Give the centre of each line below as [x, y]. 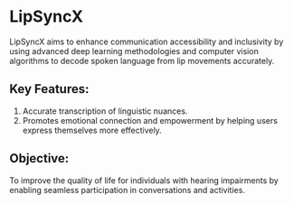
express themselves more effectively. [92, 130]
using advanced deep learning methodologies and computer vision [134, 51]
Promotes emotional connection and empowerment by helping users [150, 120]
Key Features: [49, 89]
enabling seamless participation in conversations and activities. [128, 190]
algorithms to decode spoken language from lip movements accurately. [142, 60]
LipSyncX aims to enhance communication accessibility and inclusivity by [146, 42]
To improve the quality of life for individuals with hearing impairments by [144, 180]
